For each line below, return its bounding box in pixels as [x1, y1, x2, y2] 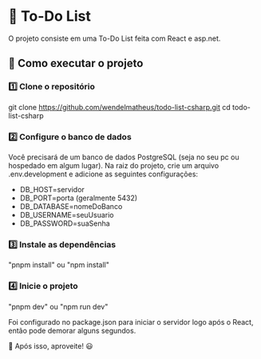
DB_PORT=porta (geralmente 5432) [19, 193, 138, 203]
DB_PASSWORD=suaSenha [19, 219, 110, 228]
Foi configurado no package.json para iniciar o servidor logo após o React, [8, 317, 254, 326]
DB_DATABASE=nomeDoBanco [19, 201, 123, 211]
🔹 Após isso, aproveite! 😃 [8, 341, 93, 350]
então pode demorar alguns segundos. [8, 325, 136, 335]
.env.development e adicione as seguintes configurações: [8, 169, 198, 179]
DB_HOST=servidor [19, 184, 85, 194]
